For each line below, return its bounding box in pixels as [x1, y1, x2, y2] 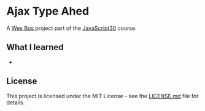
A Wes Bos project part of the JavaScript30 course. [6, 24, 137, 32]
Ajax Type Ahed [6, 4, 90, 18]
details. [6, 99, 25, 106]
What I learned [6, 42, 64, 52]
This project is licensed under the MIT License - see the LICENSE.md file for [6, 92, 199, 99]
